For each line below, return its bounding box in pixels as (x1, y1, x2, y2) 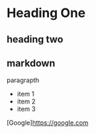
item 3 (16, 105, 36, 113)
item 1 (16, 90, 35, 99)
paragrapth (6, 76, 40, 84)
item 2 (16, 97, 36, 106)
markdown (6, 57, 55, 69)
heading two (6, 33, 63, 45)
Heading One (6, 5, 86, 21)
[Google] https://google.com (6, 118, 89, 127)
